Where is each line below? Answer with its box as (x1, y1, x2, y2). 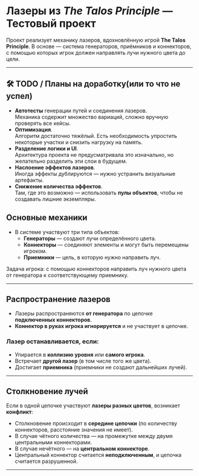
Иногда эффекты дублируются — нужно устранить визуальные (14, 170, 176, 177)
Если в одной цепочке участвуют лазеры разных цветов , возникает (6, 402, 181, 409)
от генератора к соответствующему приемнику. (6, 272, 129, 279)
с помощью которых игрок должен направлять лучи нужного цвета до (6, 49, 185, 56)
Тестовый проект (6, 17, 97, 30)
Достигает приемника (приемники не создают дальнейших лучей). (14, 364, 188, 371)
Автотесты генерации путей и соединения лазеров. (14, 107, 147, 114)
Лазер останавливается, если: (6, 338, 99, 346)
